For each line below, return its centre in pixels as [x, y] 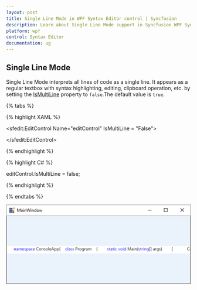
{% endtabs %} [25, 196]
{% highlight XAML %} [33, 117]
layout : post [22, 12]
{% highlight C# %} [30, 162]
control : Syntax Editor [35, 37]
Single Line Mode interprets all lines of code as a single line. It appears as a [97, 81]
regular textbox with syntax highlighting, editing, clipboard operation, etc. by [98, 88]
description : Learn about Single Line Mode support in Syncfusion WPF [94, 25]
